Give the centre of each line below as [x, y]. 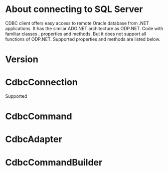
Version [22, 59]
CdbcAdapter [34, 139]
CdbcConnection [41, 82]
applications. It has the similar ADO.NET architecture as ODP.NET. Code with [84, 28]
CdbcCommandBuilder [54, 162]
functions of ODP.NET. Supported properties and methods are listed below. [83, 39]
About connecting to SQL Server [74, 9]
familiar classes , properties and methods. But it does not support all [76, 34]
